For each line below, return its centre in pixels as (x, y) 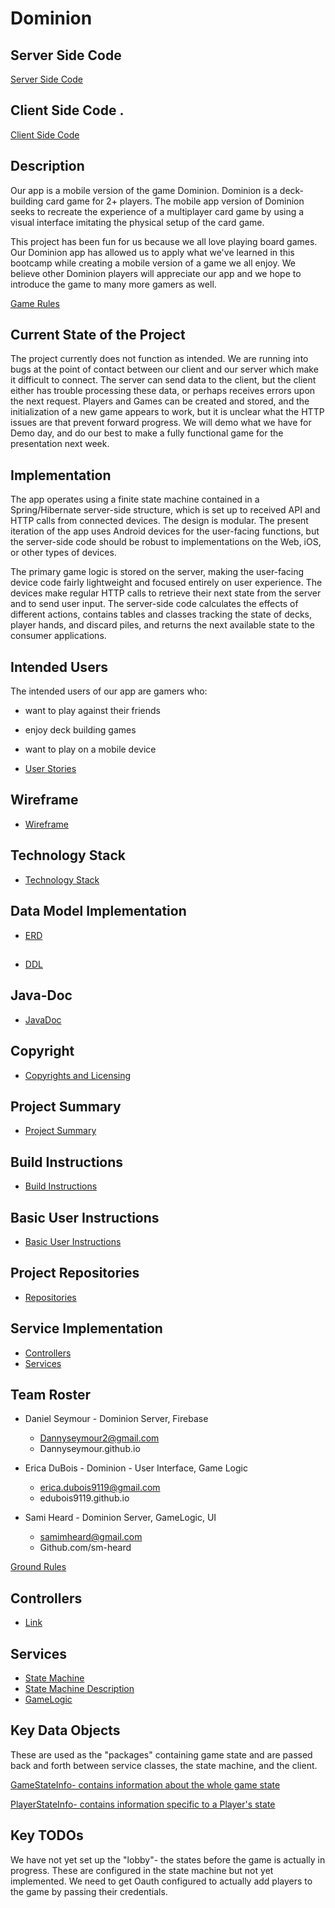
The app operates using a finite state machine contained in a (135, 499)
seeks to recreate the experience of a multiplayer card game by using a (157, 211)
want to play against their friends (92, 711)
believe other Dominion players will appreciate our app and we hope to (156, 273)
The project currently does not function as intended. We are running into (159, 359)
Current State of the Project (98, 335)
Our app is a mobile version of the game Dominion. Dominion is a (144, 190)
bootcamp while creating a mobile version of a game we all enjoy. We (153, 263)
